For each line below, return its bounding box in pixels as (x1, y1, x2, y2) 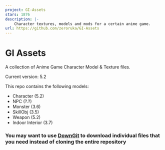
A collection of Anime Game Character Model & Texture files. (5, 64, 130, 70)
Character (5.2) (12, 93, 44, 99)
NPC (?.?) (12, 98, 32, 104)
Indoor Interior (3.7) (12, 119, 53, 125)
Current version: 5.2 (5, 73, 46, 80)
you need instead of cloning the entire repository (5, 138, 126, 145)
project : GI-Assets (5, 7, 46, 12)
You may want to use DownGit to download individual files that (5, 132, 160, 139)
